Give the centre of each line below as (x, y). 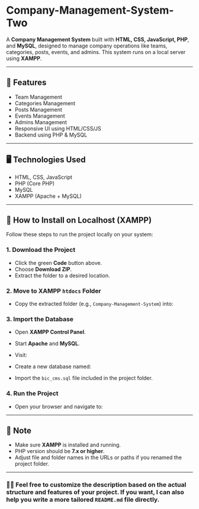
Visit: (21, 355)
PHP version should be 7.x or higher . (60, 451)
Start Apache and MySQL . (47, 344)
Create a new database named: (53, 366)
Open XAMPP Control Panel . (50, 332)
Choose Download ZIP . (43, 269)
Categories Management (45, 103)
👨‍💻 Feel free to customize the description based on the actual (96, 485)
